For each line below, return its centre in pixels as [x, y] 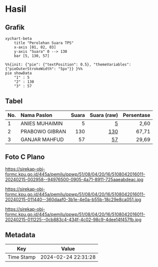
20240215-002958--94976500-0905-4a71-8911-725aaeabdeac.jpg [74, 179]
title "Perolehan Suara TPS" [44, 43]
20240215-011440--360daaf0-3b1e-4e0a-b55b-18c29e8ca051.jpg [73, 199]
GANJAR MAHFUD [42, 139]
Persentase [137, 115]
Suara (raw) [104, 115]
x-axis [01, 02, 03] [35, 47]
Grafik [15, 27]
